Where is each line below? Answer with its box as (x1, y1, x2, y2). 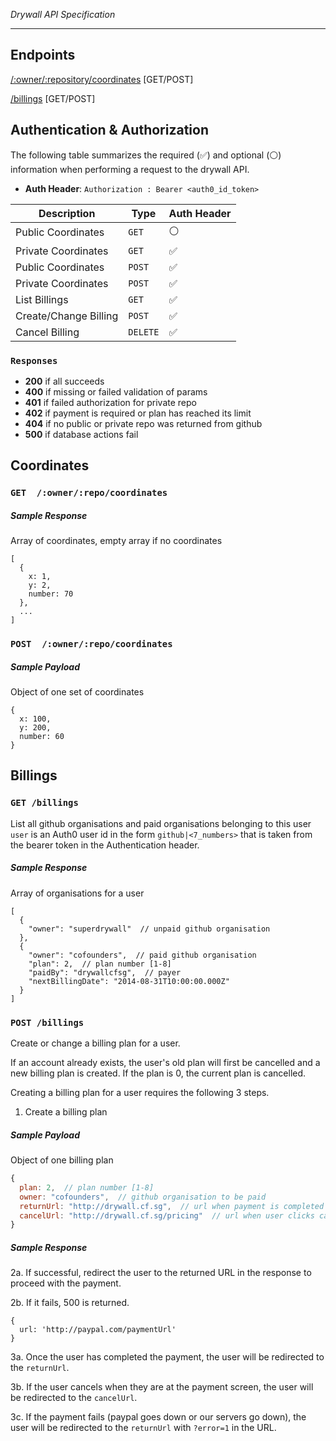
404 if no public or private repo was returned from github (24, 417, 263, 429)
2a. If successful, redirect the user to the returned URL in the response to (10, 1267, 312, 1279)
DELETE (128, 326, 160, 338)
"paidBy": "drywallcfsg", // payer (28, 967, 182, 978)
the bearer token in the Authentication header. (10, 839, 200, 851)
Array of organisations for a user (10, 887, 145, 899)
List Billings (15, 292, 69, 306)
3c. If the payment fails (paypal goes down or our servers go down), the (10, 1411, 307, 1423)
